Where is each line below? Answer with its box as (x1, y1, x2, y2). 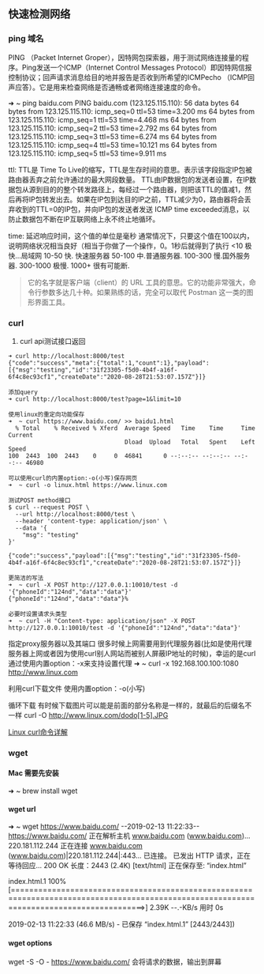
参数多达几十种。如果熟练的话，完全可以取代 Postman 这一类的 (41, 287, 247, 296)
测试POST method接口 (8, 496, 71, 504)
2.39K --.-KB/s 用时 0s (149, 903, 224, 912)
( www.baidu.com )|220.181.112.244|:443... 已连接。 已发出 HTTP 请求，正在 (8, 851, 251, 860)
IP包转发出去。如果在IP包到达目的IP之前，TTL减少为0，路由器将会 (28, 194, 244, 204)
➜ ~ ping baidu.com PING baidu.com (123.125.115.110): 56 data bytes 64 (8, 98, 240, 108)
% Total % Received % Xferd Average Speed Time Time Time (15, 424, 256, 432)
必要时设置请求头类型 (8, 610, 67, 618)
